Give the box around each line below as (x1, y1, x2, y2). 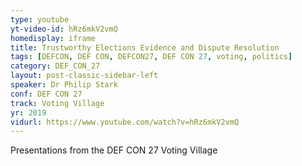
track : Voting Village (10, 98, 105, 108)
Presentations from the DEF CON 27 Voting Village (10, 144, 218, 156)
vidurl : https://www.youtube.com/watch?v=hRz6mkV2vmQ (10, 117, 240, 127)
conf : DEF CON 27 (10, 89, 83, 99)
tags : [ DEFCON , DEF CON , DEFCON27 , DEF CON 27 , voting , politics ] (10, 52, 293, 62)
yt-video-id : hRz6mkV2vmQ (10, 24, 118, 34)
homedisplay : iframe (10, 33, 97, 43)
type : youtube (10, 14, 70, 25)
